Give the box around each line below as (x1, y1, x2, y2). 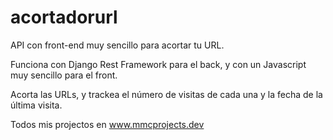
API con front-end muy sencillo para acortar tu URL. (10, 39, 225, 51)
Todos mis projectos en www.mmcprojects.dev (10, 118, 205, 130)
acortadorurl (10, 6, 118, 29)
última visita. (10, 99, 63, 111)
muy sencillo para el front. (10, 69, 118, 81)
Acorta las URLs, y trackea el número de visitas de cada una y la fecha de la (10, 88, 323, 100)
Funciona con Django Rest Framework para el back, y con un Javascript (10, 58, 307, 70)
